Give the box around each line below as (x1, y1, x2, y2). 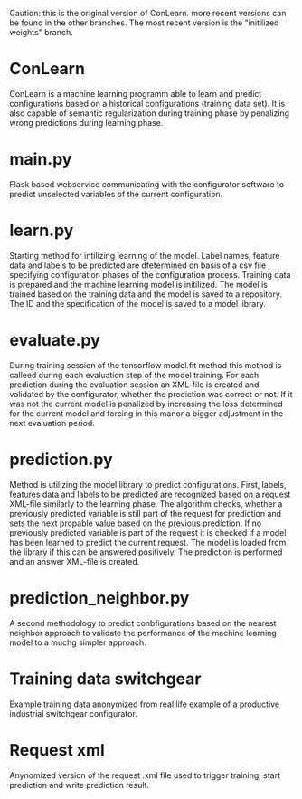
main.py (9, 149, 72, 170)
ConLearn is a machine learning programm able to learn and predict (9, 88, 262, 99)
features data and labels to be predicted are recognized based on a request (9, 489, 291, 499)
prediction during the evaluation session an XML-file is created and (9, 379, 260, 390)
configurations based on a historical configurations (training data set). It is (9, 98, 286, 109)
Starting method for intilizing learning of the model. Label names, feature (9, 250, 280, 261)
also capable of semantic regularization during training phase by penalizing (9, 108, 290, 119)
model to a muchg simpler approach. (9, 637, 146, 648)
